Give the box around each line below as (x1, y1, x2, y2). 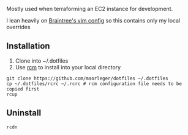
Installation (6, 41, 50, 51)
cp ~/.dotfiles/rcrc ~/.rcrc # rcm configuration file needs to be (6, 80, 182, 87)
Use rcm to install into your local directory (15, 63, 121, 71)
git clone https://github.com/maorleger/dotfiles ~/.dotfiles (6, 75, 168, 81)
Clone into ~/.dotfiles (15, 57, 69, 64)
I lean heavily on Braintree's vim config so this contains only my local (6, 17, 181, 24)
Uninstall (6, 108, 42, 118)
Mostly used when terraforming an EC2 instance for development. (6, 5, 173, 12)
